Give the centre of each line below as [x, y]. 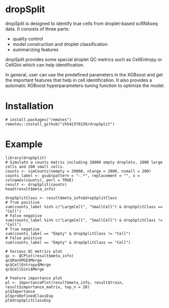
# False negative [24, 216]
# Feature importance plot [34, 278]
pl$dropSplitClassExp [28, 300]
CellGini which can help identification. [45, 65]
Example [24, 144]
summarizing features [35, 49]
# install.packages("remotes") [38, 120]
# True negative [22, 229]
